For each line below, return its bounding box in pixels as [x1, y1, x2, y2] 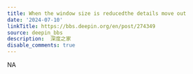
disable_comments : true [7, 42, 76, 49]
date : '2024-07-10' [7, 16, 63, 23]
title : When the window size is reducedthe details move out [7, 10, 187, 17]
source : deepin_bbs [7, 29, 63, 36]
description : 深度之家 [7, 36, 71, 42]
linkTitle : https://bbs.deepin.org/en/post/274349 [7, 23, 156, 29]
